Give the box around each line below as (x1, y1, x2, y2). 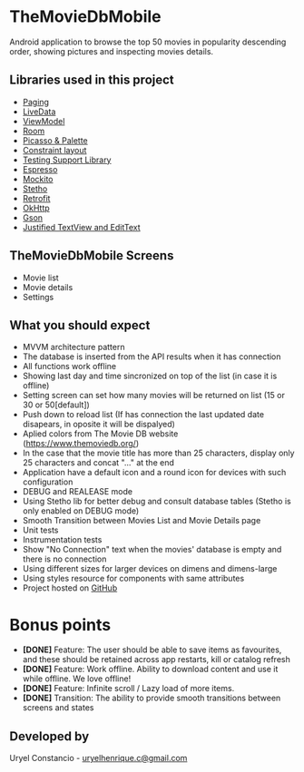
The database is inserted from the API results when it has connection (22, 351, 281, 362)
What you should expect (9, 318, 151, 333)
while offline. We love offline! (22, 673, 132, 684)
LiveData (22, 106, 56, 117)
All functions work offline (22, 361, 117, 372)
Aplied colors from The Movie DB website (22, 428, 179, 439)
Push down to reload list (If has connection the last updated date (22, 409, 265, 420)
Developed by (9, 728, 90, 744)
